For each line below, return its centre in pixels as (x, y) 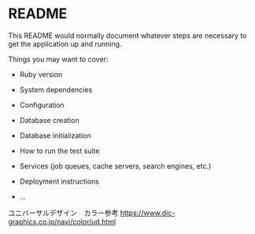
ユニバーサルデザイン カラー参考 (63, 213)
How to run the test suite (59, 150)
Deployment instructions (59, 181)
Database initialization (55, 136)
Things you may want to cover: (58, 59)
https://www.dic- (148, 213)
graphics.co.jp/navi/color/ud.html (62, 221)
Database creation (50, 120)
